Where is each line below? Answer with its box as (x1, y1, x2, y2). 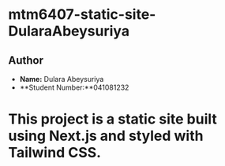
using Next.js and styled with (8, 127, 204, 145)
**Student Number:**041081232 (19, 83, 129, 92)
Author (8, 53, 43, 67)
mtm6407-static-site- (8, 6, 156, 24)
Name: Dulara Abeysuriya (19, 75, 104, 83)
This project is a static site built (8, 110, 217, 128)
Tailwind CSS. (8, 144, 101, 162)
